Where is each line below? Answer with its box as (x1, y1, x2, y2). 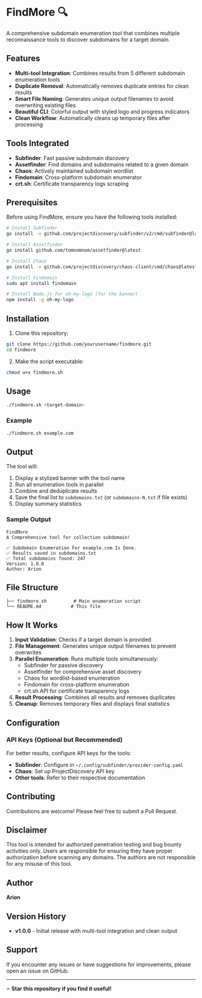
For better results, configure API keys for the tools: (6, 749, 132, 756)
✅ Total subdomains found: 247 (6, 555, 86, 561)
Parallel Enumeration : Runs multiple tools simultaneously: (14, 655, 159, 662)
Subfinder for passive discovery (23, 662, 103, 669)
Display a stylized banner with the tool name (14, 475, 125, 482)
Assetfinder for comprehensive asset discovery (23, 668, 142, 676)
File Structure (6, 582, 58, 592)
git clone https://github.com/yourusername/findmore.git (6, 341, 152, 347)
